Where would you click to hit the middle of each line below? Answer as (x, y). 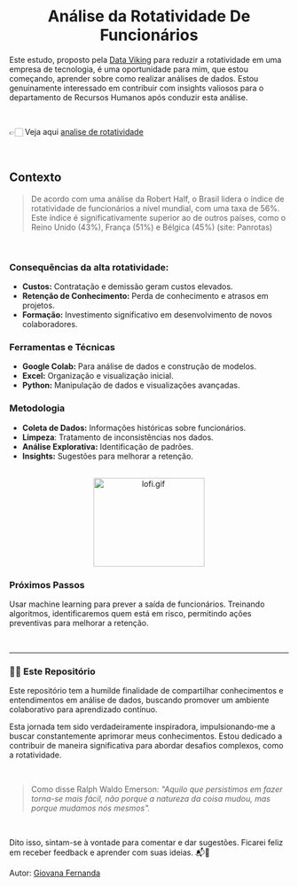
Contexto (35, 178)
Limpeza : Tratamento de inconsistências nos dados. (118, 437)
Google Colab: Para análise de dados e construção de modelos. (139, 366)
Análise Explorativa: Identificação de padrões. (108, 446)
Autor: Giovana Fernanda (55, 873)
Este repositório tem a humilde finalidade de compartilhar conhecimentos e (146, 691)
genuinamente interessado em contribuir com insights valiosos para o (137, 88)
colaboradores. (50, 325)
